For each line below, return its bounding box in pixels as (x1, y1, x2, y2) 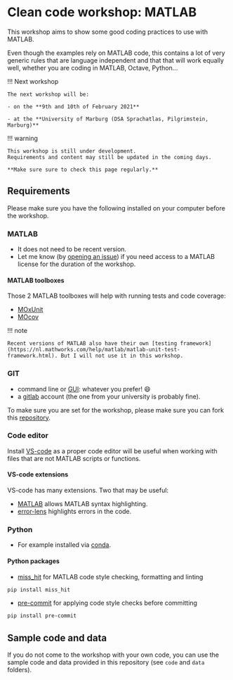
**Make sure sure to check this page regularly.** (7, 166, 159, 173)
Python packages (7, 557, 60, 565)
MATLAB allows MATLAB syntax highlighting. (17, 500, 148, 508)
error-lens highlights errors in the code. (17, 508, 132, 516)
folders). (7, 666, 32, 674)
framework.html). (7, 353, 58, 360)
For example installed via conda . (17, 541, 112, 549)
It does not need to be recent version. (17, 245, 127, 253)
